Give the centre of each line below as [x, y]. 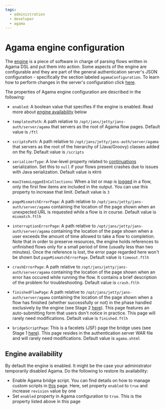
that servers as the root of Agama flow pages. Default [105, 127]
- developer [22, 19]
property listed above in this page [46, 401]
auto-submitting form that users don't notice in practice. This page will [84, 313]
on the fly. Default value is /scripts [48, 152]
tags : [11, 10]
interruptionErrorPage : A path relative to [54, 226]
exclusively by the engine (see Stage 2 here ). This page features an [81, 308]
